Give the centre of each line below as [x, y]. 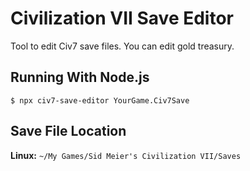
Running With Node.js [80, 77]
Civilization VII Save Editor [122, 18]
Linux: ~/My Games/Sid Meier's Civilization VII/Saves [126, 155]
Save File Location [68, 131]
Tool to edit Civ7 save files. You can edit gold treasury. [122, 46]
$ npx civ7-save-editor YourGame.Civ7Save [100, 100]
